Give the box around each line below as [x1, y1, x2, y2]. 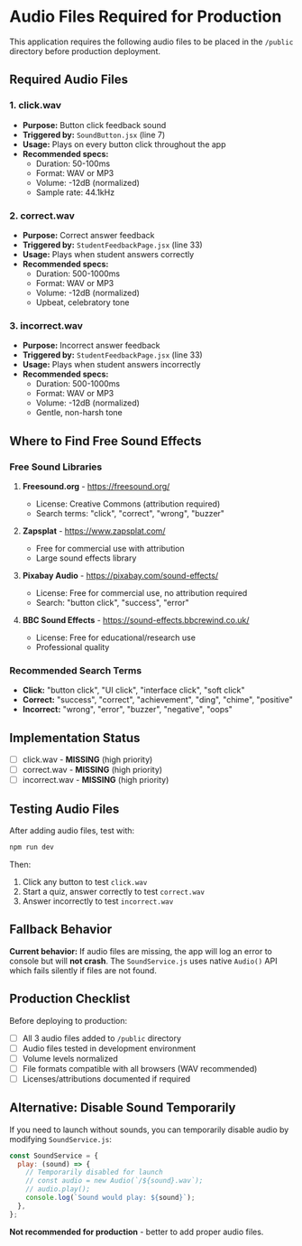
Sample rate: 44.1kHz [35, 187, 115, 198]
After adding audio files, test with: [9, 825, 135, 836]
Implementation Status [9, 730, 141, 746]
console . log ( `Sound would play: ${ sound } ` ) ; [25, 1194, 196, 1203]
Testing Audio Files [9, 801, 120, 816]
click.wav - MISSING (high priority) [22, 754, 153, 765]
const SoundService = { [9, 1151, 99, 1160]
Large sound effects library [35, 553, 137, 563]
